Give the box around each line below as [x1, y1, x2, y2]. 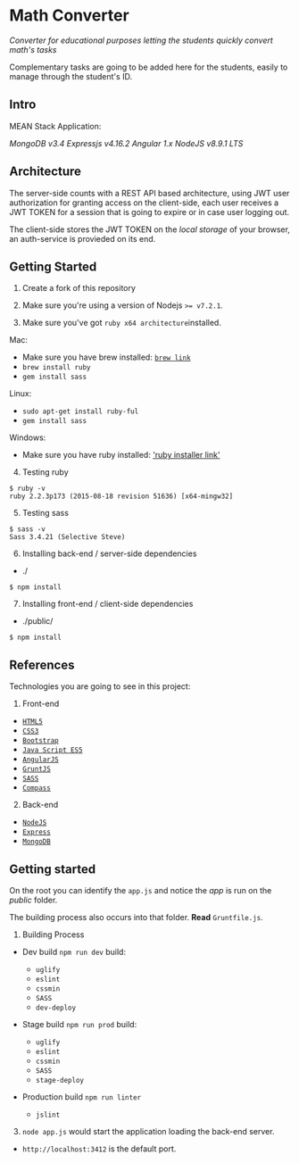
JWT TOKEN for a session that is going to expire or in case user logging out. [9, 206, 290, 217]
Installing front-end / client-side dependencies [21, 599, 194, 610]
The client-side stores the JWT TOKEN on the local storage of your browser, [9, 224, 290, 235]
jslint [35, 1110, 61, 1119]
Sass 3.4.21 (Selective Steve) [9, 533, 126, 542]
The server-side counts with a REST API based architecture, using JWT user [9, 187, 290, 198]
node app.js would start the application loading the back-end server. [21, 1126, 275, 1136]
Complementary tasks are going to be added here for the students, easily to [9, 62, 288, 72]
